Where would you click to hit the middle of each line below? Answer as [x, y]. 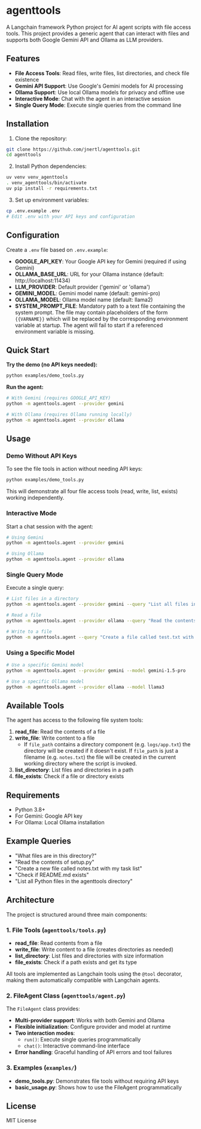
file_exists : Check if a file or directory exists [69, 776]
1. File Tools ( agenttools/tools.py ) [56, 930]
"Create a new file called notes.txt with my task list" [78, 868]
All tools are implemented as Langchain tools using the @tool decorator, [94, 974]
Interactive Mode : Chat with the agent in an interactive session [93, 98]
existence [27, 79]
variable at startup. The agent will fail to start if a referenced [89, 325]
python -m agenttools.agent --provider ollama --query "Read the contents [101, 621]
